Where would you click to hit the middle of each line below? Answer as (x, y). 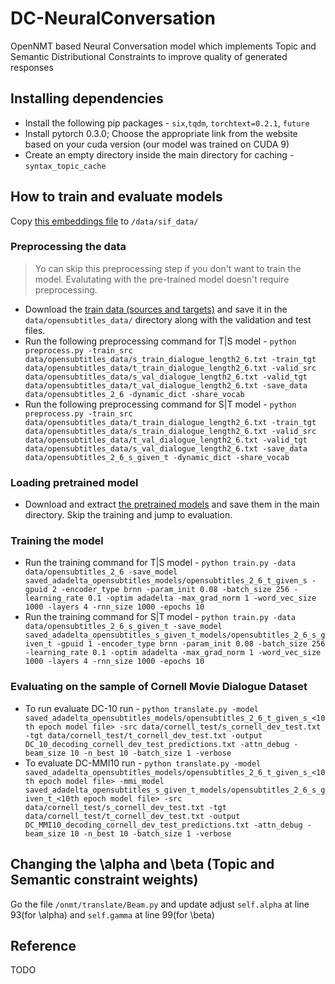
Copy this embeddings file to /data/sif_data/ (104, 221)
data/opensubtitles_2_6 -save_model (101, 572)
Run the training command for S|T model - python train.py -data (160, 617)
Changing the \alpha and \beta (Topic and (142, 864)
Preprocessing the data (68, 247)
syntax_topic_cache (65, 166)
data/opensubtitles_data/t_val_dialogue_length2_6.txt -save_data (166, 385)
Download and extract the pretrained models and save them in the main (172, 504)
